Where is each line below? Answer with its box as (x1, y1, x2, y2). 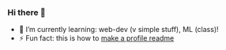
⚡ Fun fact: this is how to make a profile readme (18, 34, 175, 43)
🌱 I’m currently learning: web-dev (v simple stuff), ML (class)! (18, 25, 219, 34)
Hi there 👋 (7, 7, 47, 18)
